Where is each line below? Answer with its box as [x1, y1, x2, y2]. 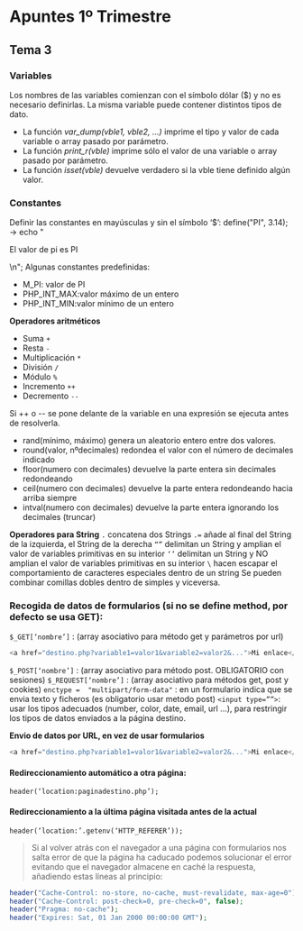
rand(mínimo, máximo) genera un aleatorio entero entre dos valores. [22, 435, 277, 446]
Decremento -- [22, 390, 79, 402]
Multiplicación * [22, 352, 81, 363]
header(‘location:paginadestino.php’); [9, 787, 160, 797]
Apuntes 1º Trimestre [9, 6, 171, 27]
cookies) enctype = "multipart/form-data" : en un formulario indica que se [9, 684, 293, 695]
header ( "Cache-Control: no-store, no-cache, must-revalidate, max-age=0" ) [9, 888, 297, 898]
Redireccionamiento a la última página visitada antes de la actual [9, 807, 257, 817]
